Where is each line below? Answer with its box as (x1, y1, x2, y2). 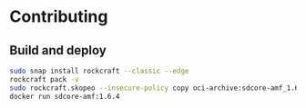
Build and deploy (9, 43, 107, 58)
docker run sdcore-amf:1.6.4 (9, 92, 120, 101)
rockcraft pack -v (9, 74, 79, 83)
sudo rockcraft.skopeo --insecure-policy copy (9, 83, 189, 93)
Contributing (9, 6, 108, 27)
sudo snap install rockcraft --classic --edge (9, 66, 189, 75)
